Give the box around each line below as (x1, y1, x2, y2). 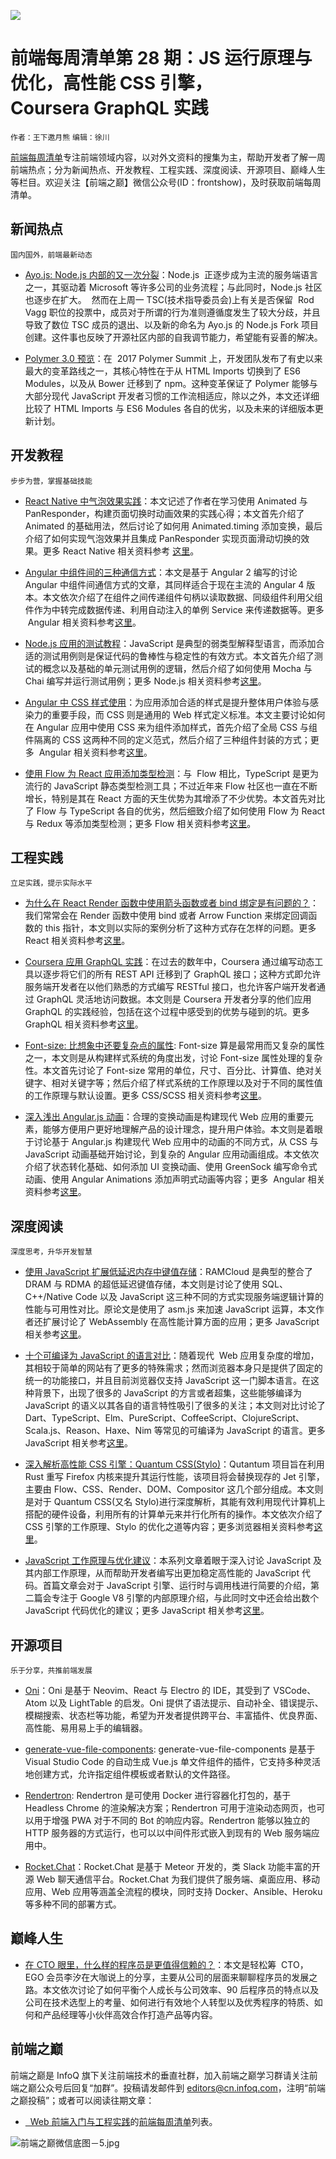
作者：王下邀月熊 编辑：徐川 (10, 132, 110, 142)
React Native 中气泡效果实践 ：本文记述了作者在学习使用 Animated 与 (24, 495, 308, 507)
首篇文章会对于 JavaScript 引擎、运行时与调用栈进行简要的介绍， (42, 1580, 311, 1592)
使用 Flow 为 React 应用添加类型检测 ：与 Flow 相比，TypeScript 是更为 (24, 767, 320, 779)
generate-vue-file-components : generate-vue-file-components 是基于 (24, 1743, 316, 1755)
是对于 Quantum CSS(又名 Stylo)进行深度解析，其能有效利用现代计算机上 (24, 1496, 326, 1508)
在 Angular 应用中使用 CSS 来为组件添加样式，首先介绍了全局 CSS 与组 (24, 721, 318, 733)
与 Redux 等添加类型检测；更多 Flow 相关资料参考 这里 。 (24, 817, 257, 829)
